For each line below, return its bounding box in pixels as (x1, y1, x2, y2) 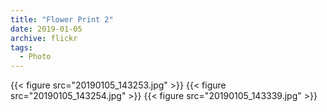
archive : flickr (10, 33, 78, 43)
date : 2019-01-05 (10, 24, 83, 34)
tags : (10, 42, 33, 53)
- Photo (19, 52, 52, 62)
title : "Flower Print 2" (10, 14, 114, 25)
